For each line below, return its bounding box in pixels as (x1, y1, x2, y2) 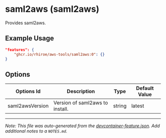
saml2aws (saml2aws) (5, 3, 100, 15)
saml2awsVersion (7, 102, 49, 109)
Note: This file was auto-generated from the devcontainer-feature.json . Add (5, 123, 160, 129)
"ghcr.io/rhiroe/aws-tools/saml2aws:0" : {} (14, 52, 105, 57)
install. (53, 105, 69, 112)
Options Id (15, 88, 41, 95)
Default (135, 85, 154, 92)
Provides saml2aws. (5, 20, 46, 26)
